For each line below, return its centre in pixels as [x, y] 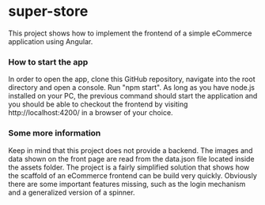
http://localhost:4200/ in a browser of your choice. [91, 113]
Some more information [55, 133]
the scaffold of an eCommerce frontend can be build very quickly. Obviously [132, 175]
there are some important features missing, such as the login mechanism [127, 184]
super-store [48, 11]
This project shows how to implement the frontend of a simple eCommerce [130, 33]
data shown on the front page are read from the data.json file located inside [131, 158]
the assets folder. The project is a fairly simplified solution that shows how [129, 167]
